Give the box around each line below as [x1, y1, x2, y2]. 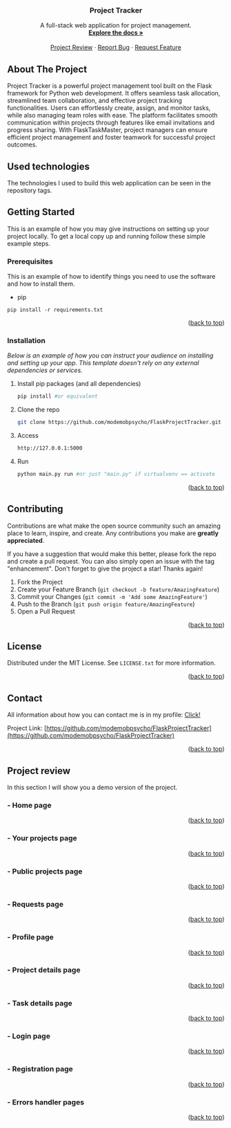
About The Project [7, 63, 88, 75]
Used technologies [7, 160, 90, 172]
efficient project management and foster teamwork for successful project [7, 133, 216, 142]
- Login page [7, 1031, 50, 1041]
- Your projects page [7, 833, 77, 843]
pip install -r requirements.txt [7, 306, 103, 313]
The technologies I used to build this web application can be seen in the [7, 178, 212, 187]
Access [17, 432, 39, 440]
